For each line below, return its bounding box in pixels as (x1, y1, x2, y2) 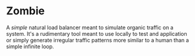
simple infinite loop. (6, 43, 55, 50)
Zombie (6, 4, 45, 18)
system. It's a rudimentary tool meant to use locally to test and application (6, 30, 187, 37)
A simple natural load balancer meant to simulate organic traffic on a (6, 24, 174, 31)
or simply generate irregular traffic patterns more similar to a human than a (6, 36, 189, 43)
